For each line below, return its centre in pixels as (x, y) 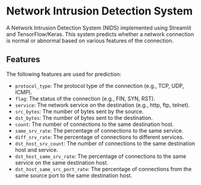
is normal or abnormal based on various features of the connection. (90, 40)
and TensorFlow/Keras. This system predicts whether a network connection (100, 34)
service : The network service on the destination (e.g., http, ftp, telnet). (102, 105)
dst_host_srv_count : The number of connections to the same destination (105, 143)
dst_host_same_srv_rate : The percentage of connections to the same (100, 156)
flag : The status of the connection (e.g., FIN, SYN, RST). (85, 98)
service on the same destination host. (61, 162)
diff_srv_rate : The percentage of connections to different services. (100, 137)
